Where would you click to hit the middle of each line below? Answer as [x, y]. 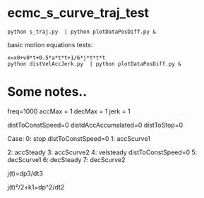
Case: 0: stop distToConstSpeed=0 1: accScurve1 [79, 138]
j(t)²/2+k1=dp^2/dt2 [36, 187]
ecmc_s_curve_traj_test [78, 13]
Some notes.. [47, 92]
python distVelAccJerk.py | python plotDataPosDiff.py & [94, 64]
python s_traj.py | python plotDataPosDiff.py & [82, 32]
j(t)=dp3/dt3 [25, 173]
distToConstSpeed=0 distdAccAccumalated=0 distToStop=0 [95, 125]
